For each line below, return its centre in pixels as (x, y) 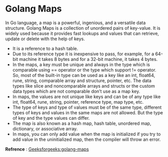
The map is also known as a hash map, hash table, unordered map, (82, 123)
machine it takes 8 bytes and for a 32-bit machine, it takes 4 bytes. (89, 59)
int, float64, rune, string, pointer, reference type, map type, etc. (78, 102)
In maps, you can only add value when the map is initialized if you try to (87, 134)
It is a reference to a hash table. (45, 48)
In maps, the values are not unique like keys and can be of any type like (87, 97)
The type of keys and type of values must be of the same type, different (87, 107)
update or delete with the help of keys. (45, 39)
